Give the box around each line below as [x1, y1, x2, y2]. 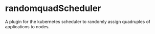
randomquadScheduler [5, 3, 101, 14]
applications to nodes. [5, 23, 50, 29]
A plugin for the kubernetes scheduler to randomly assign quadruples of [5, 19, 151, 24]
